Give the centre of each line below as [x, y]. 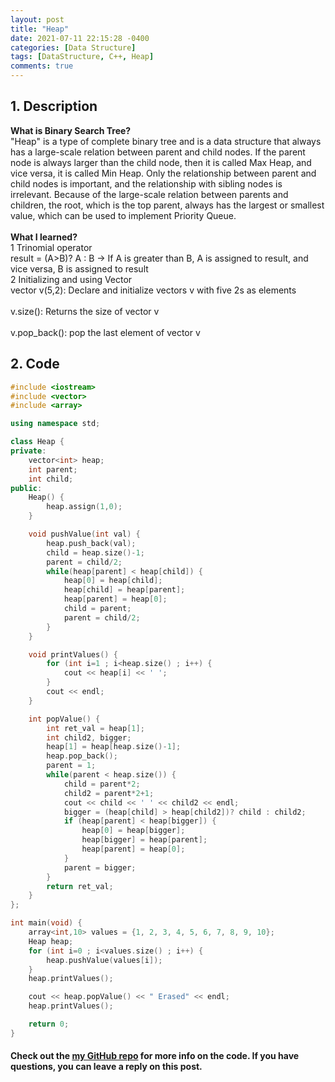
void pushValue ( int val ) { [84, 534]
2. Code [35, 364]
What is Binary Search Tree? [71, 130]
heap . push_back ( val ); [91, 543]
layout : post [37, 19]
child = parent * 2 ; [102, 784]
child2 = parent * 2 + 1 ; [109, 793]
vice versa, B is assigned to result [79, 268]
